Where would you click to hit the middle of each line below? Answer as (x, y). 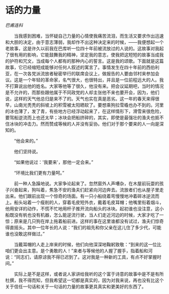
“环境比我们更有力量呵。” (39, 173)
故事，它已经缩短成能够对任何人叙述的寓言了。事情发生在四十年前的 (76, 67)
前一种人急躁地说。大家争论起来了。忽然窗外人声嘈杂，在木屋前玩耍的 (87, 183)
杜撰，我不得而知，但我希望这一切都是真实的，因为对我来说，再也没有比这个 (84, 280)
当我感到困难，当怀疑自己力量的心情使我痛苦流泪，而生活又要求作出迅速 (89, 36)
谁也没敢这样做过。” (25, 234)
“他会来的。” (26, 141)
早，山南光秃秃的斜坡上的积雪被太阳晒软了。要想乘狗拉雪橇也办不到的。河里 (84, 105)
